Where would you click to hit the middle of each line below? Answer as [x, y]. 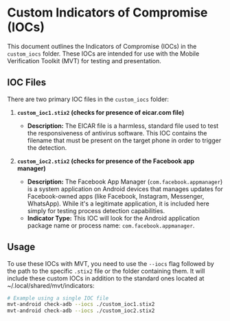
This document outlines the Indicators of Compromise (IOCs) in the [102, 46]
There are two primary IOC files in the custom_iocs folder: [88, 99]
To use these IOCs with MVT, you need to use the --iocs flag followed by [111, 263]
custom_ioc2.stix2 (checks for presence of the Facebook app [105, 161]
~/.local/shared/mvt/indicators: [51, 285]
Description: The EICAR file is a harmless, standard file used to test [123, 126]
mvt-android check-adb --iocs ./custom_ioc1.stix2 [81, 305]
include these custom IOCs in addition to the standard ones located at [106, 278]
